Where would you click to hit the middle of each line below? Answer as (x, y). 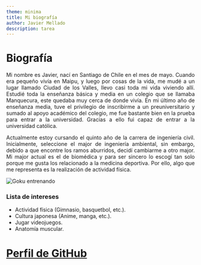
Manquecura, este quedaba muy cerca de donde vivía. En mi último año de (100, 100)
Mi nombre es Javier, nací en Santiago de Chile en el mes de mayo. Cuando (100, 75)
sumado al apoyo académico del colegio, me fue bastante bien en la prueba (100, 113)
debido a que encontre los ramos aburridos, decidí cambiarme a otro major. (100, 150)
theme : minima (24, 12)
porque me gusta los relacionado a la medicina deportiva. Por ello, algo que (100, 163)
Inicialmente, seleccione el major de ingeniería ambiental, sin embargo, (100, 144)
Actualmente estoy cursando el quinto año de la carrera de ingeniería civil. (100, 138)
